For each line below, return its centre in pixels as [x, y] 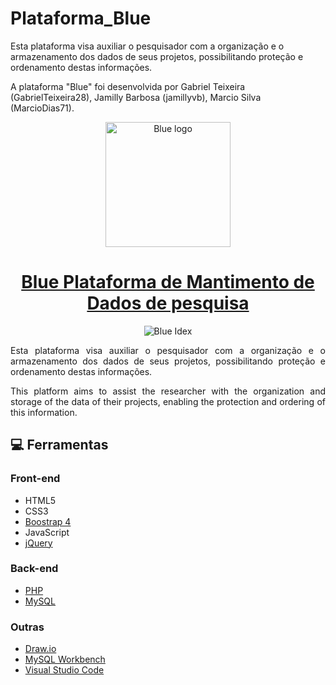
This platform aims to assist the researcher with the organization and [168, 391]
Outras [27, 627]
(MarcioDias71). [42, 108]
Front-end [35, 479]
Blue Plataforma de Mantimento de [168, 282]
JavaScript [47, 532]
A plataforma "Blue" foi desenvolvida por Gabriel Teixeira [128, 86]
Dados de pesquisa [168, 303]
